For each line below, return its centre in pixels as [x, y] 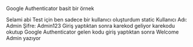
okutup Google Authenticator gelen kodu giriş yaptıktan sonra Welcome [92, 32]
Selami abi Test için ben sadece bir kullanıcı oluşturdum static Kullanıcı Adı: [97, 19]
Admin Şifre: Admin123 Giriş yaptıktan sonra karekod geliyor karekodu [91, 26]
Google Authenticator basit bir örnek [50, 8]
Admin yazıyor [23, 38]
